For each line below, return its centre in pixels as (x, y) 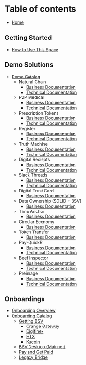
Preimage (28, 273)
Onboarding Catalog (32, 316)
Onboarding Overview (34, 311)
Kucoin (33, 342)
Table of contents (41, 9)
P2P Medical (31, 97)
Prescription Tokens (39, 113)
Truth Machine (33, 144)
